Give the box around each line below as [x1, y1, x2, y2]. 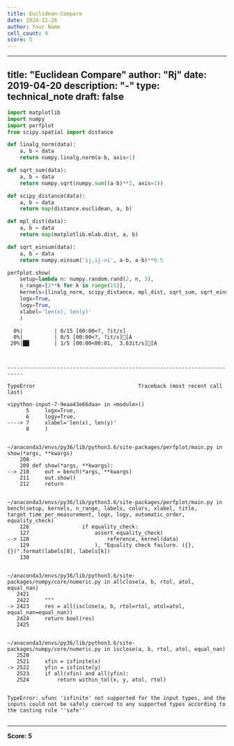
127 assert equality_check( [19, 529, 164, 536]
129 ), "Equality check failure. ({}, [19, 541, 195, 549]
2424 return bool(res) [16, 615, 95, 622]
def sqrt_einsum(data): [7, 243, 77, 250]
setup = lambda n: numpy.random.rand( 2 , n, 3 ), [19, 275, 155, 283]
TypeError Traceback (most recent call [7, 382, 223, 389]
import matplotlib [7, 109, 61, 116]
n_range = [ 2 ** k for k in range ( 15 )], [19, 282, 127, 289]
